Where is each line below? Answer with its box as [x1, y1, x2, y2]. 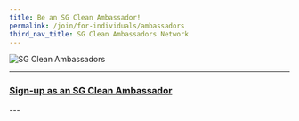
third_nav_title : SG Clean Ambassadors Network [9, 29, 190, 38]
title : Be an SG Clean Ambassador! [9, 12, 141, 22]
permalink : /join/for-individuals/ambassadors [9, 21, 185, 30]
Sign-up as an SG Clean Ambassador [9, 85, 173, 97]
